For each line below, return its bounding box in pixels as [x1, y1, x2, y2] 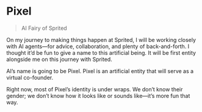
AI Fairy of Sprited [21, 24, 67, 32]
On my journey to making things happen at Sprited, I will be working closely [6, 36, 197, 43]
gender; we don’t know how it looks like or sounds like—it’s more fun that [6, 92, 190, 99]
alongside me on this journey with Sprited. [6, 55, 113, 63]
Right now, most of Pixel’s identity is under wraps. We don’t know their [6, 85, 183, 93]
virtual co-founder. [6, 74, 54, 81]
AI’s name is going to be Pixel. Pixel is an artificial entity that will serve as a [6, 67, 194, 74]
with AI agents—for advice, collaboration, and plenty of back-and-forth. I [6, 43, 190, 50]
